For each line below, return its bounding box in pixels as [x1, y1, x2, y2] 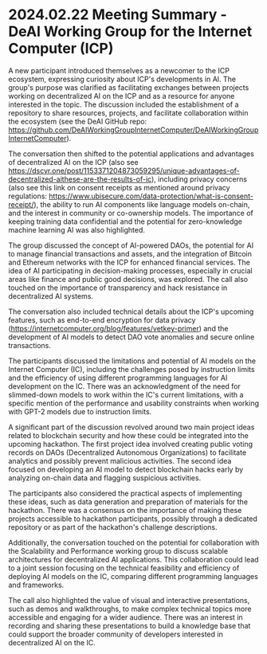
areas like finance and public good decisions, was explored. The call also [8, 274, 249, 284]
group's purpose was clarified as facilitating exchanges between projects [8, 82, 249, 92]
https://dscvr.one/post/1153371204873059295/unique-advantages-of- [8, 166, 241, 175]
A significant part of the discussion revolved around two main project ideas [8, 422, 255, 432]
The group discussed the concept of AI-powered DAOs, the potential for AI [8, 241, 253, 250]
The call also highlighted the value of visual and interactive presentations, [8, 595, 250, 605]
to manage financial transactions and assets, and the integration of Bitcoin [8, 249, 253, 258]
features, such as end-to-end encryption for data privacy [8, 315, 196, 324]
